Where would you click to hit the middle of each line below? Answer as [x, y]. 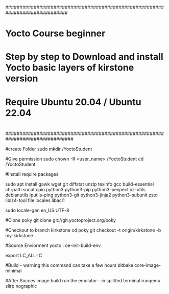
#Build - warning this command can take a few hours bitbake [69, 265]
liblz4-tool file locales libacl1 [35, 200]
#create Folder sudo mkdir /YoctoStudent [49, 149]
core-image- [148, 265]
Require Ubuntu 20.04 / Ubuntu [73, 102]
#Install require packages [32, 174]
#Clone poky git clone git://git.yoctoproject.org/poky [61, 220]
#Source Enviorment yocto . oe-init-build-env [53, 245]
